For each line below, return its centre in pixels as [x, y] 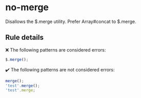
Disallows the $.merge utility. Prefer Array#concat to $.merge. [71, 21]
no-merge [27, 7]
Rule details [24, 38]
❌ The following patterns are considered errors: [56, 50]
